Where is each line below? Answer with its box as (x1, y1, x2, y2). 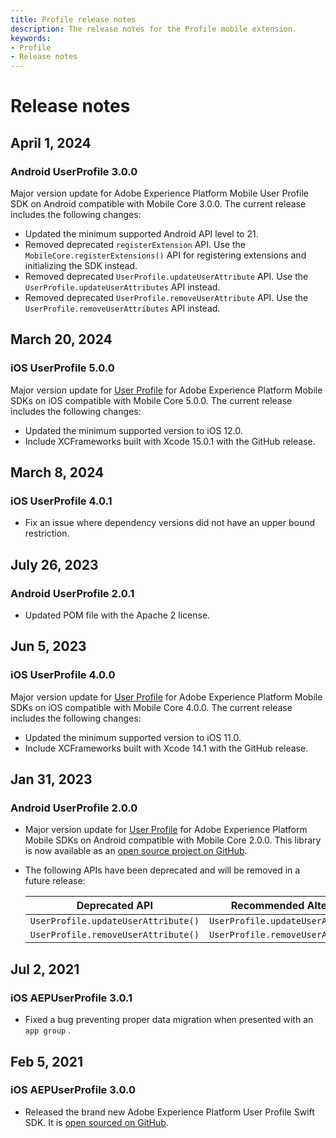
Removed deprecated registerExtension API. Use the (24, 239, 246, 250)
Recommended (230, 899, 305, 913)
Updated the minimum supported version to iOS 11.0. (24, 731, 242, 743)
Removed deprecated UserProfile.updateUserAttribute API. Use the (24, 271, 309, 282)
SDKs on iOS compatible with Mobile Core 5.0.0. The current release (10, 394, 293, 406)
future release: (24, 875, 86, 887)
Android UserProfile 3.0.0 (10, 164, 138, 178)
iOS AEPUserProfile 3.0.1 (10, 991, 133, 1005)
